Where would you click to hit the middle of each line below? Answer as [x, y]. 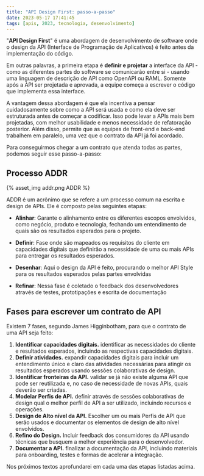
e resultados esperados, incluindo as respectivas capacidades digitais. [104, 351]
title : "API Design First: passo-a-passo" [61, 12]
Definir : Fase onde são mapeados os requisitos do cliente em [92, 243]
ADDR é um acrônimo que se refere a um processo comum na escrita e [96, 200]
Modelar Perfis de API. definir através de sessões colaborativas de [100, 396]
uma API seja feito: [30, 333]
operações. [30, 409]
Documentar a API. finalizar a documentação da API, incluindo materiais [106, 448]
